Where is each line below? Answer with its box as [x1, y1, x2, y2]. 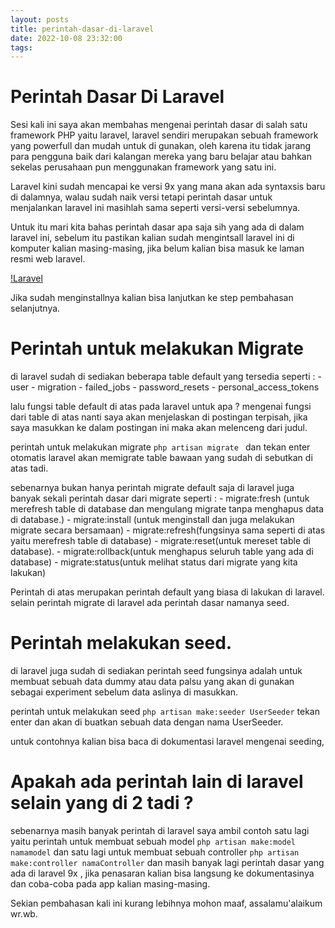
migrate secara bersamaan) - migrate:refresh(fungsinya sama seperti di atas [10, 524, 326, 536]
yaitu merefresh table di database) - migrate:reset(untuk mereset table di [10, 535, 311, 547]
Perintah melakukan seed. [10, 632, 233, 655]
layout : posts [10, 14, 70, 25]
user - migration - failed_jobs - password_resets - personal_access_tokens [10, 381, 320, 393]
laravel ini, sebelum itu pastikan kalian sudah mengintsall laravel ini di [10, 232, 295, 244]
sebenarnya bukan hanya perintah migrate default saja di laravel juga [10, 482, 295, 494]
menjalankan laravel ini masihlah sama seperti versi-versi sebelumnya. [10, 202, 301, 214]
